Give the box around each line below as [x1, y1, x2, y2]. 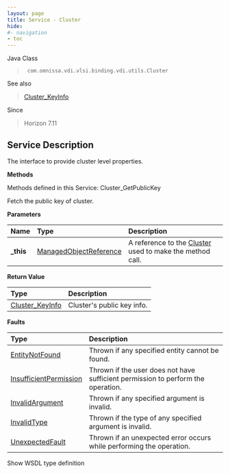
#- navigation [7, 29, 48, 36]
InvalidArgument [10, 397, 64, 407]
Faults [7, 317, 25, 326]
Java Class [7, 54, 38, 62]
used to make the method [128, 246, 211, 256]
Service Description [7, 139, 94, 150]
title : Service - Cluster [7, 16, 81, 23]
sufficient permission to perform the [88, 373, 205, 383]
